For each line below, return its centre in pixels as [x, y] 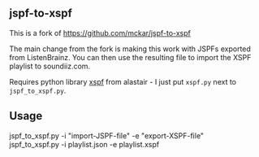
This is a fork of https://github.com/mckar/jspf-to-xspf [100, 33]
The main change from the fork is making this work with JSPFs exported [130, 49]
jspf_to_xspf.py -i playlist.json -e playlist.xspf [84, 144]
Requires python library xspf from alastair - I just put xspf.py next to [123, 81]
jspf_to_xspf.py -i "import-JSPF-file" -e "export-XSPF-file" [107, 135]
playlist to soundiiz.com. [50, 66]
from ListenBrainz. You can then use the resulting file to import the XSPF [130, 57]
